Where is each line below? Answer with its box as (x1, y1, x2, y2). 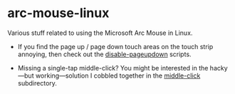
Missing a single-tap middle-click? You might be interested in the (17, 63, 209, 72)
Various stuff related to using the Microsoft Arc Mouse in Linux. (7, 28, 193, 37)
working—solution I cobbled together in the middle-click (35, 71, 201, 80)
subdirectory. (17, 78, 57, 87)
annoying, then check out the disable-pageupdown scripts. (17, 50, 192, 58)
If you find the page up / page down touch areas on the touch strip (17, 42, 214, 51)
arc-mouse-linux (7, 5, 110, 21)
